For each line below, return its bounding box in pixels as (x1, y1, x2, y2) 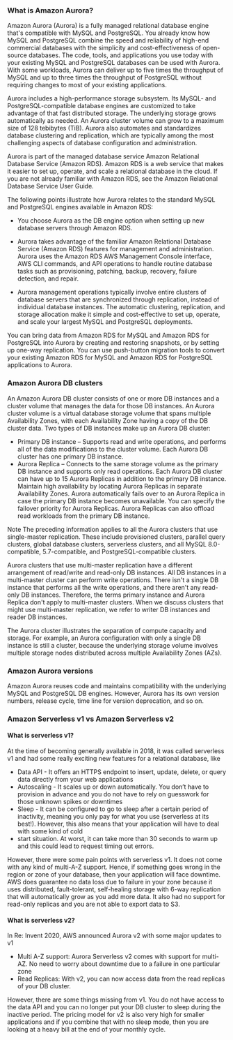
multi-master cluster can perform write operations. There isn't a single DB (7, 575, 219, 584)
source (7, 51, 28, 59)
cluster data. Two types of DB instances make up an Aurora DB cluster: (7, 424, 211, 432)
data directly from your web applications (17, 775, 134, 784)
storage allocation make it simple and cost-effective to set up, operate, (17, 310, 220, 319)
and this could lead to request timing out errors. (17, 842, 154, 850)
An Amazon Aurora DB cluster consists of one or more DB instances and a (7, 394, 220, 403)
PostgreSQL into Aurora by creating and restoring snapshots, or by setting (7, 339, 220, 347)
